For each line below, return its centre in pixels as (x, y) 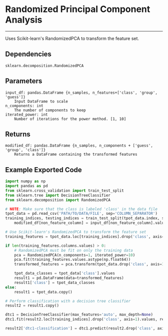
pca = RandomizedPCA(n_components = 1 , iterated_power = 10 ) (75, 255)
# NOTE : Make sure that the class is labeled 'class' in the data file (81, 209)
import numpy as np (25, 181)
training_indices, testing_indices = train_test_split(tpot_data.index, (82, 218)
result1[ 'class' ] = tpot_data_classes (54, 282)
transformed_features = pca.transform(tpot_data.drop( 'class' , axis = (88, 264)
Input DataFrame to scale (41, 101)
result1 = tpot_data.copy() (43, 292)
